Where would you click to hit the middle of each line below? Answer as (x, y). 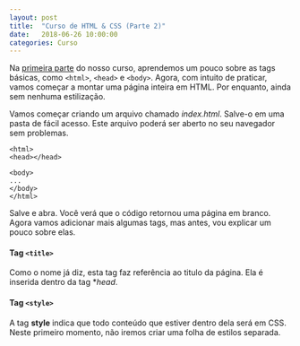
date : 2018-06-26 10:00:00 (64, 34)
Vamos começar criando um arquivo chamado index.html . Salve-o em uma (147, 114)
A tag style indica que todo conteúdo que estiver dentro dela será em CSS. (148, 323)
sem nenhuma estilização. (57, 97)
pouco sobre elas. (43, 232)
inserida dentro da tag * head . (64, 282)
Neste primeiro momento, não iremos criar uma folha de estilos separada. (145, 332)
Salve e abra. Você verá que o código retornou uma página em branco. (140, 213)
